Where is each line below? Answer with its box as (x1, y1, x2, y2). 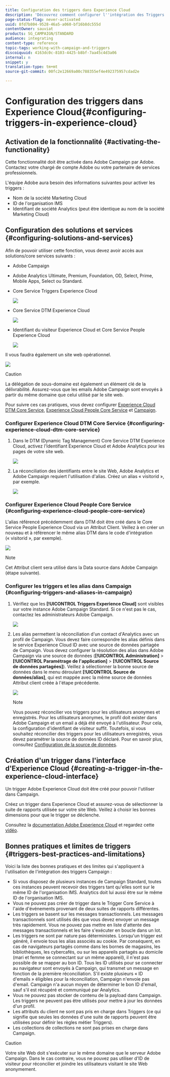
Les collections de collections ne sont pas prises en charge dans (12, 1025, 148, 1031)
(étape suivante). (5, 570, 41, 576)
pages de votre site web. (12, 449, 65, 455)
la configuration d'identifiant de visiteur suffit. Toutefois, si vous (12, 725, 146, 731)
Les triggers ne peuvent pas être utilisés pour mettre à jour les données (12, 997, 162, 1004)
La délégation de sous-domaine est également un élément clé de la (5, 381, 146, 387)
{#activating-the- (104, 137, 161, 146)
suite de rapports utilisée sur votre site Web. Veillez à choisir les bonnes (5, 806, 156, 812)
